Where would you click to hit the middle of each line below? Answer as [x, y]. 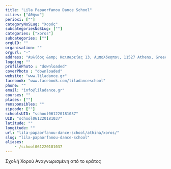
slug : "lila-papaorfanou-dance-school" [48, 138]
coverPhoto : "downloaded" [34, 72]
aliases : [15, 142]
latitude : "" [19, 123]
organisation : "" [24, 48]
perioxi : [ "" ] [20, 19]
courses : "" [18, 95]
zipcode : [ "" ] [20, 109]
